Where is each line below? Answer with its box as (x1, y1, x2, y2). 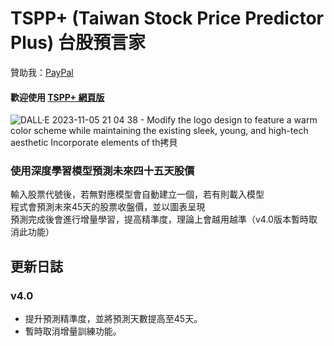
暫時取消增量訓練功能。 (24, 325, 122, 337)
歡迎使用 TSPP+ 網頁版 (10, 91, 105, 103)
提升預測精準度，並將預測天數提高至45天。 (24, 313, 203, 325)
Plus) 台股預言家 (10, 32, 147, 54)
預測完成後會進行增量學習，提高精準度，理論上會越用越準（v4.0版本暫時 (10, 213, 309, 226)
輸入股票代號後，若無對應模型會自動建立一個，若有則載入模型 (10, 188, 265, 201)
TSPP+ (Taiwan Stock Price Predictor (10, 7, 324, 30)
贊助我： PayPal (10, 66, 74, 78)
